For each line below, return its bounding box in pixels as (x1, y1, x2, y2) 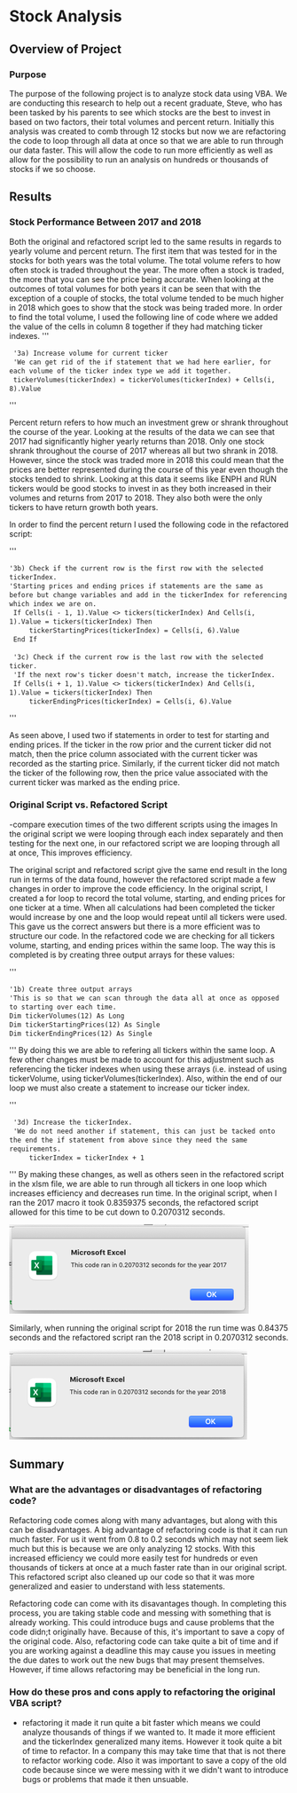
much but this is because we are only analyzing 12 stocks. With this (9, 1543, 255, 1553)
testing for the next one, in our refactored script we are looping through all (9, 838, 281, 848)
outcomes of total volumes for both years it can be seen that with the (9, 283, 262, 294)
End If (12, 634, 38, 644)
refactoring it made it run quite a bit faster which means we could (21, 1717, 262, 1727)
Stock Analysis (9, 6, 122, 27)
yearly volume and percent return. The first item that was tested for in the (9, 246, 277, 256)
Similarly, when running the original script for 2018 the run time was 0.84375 (9, 1322, 289, 1333)
